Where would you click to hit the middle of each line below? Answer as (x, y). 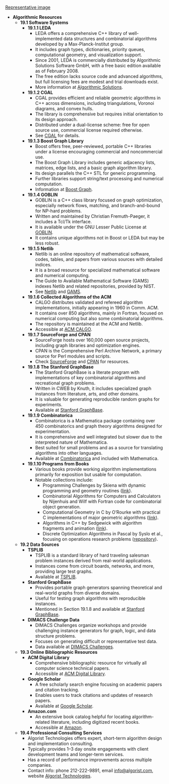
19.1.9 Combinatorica (50, 415)
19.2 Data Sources (40, 544)
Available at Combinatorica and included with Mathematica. (97, 458)
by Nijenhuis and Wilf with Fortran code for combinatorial (102, 501)
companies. (40, 765)
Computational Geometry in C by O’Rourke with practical (101, 512)
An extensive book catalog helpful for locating (83, 717)
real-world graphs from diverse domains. (78, 593)
